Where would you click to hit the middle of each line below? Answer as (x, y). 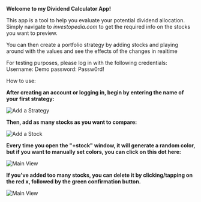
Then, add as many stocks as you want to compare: (72, 122)
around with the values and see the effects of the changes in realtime (92, 51)
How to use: (21, 81)
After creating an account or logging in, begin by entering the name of (95, 92)
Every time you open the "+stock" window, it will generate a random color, (101, 145)
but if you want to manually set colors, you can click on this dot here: (94, 152)
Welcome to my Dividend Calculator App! (59, 9)
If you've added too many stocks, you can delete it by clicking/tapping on (100, 175)
